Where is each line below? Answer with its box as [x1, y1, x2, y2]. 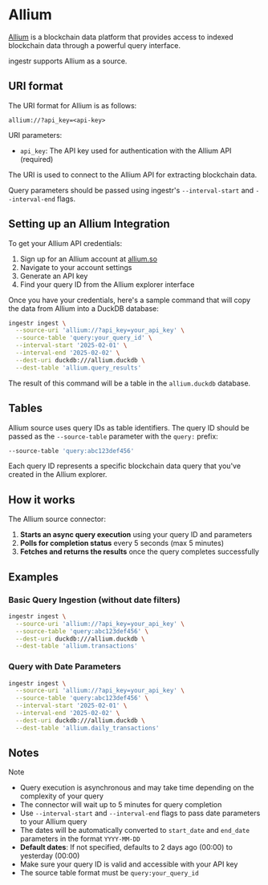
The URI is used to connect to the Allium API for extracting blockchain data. [8, 170, 258, 180]
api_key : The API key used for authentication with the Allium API [19, 146, 232, 156]
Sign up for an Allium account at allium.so [19, 254, 158, 264]
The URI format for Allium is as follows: [8, 100, 137, 110]
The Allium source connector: [8, 515, 107, 524]
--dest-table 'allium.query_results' [15, 363, 142, 372]
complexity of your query [19, 791, 104, 801]
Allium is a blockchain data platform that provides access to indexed [8, 32, 234, 42]
